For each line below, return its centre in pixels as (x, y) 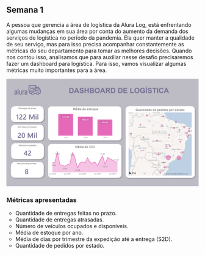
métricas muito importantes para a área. (57, 70)
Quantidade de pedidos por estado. (60, 246)
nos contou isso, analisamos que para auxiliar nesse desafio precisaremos (100, 57)
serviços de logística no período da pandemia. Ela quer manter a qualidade (101, 38)
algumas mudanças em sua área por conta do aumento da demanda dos (97, 31)
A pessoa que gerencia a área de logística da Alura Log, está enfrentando (99, 24)
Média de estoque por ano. (49, 233)
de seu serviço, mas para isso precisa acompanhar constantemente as (95, 44)
